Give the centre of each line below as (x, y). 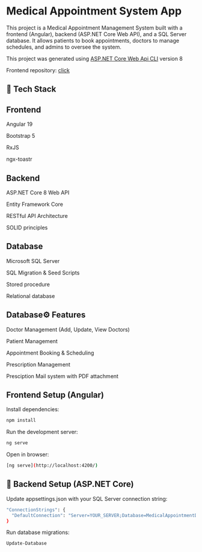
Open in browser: (28, 454)
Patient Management (32, 341)
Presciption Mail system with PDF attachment (63, 376)
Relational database (31, 296)
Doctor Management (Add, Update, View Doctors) (68, 329)
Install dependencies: (33, 409)
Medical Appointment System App (94, 11)
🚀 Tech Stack (31, 89)
